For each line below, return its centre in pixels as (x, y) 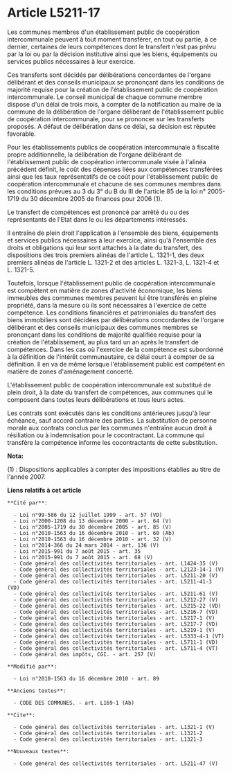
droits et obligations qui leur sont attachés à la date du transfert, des (105, 247)
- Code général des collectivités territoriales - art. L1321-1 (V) (114, 727)
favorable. (21, 134)
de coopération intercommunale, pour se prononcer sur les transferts (106, 118)
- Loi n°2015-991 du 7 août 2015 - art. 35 (77, 551)
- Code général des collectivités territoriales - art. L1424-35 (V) (116, 563)
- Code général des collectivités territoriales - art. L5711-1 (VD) (116, 642)
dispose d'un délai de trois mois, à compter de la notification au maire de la (114, 104)
